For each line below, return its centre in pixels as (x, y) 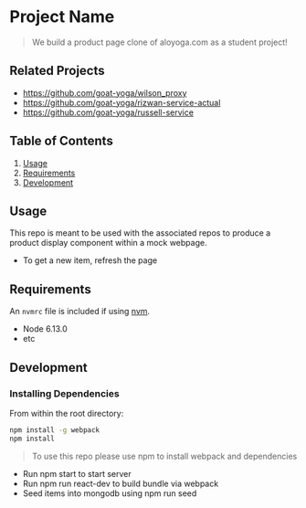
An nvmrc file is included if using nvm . (80, 312)
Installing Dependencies (65, 393)
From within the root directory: (67, 413)
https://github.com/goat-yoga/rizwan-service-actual (121, 102)
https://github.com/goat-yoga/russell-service (108, 112)
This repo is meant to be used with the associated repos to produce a (140, 233)
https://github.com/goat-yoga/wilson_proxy (105, 92)
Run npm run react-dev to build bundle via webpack (121, 483)
